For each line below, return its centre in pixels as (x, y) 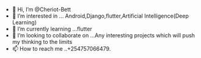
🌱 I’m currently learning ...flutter (52, 29)
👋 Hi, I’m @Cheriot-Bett (42, 9)
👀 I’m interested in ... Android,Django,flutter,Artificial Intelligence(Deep (100, 16)
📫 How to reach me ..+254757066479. (61, 49)
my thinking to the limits (42, 42)
